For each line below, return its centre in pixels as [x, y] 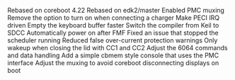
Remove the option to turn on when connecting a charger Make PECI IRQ [114, 18]
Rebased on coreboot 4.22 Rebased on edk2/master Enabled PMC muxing [116, 10]
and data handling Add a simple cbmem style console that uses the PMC [113, 55]
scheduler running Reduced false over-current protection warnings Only [113, 40]
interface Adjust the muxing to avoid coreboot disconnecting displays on [113, 63]
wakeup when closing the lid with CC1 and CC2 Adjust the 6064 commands [117, 48]
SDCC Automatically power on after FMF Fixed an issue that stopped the [113, 33]
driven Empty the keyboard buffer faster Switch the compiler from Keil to [113, 25]
